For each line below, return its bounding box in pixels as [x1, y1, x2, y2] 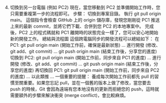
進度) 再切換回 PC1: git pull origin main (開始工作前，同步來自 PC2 [23, 67, 159, 73]
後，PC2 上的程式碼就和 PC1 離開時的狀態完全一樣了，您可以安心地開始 [10, 30, 158, 35]
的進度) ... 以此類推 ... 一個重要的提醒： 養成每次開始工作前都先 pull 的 [10, 73, 155, 79]
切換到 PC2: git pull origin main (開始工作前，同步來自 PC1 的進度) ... [10, 55, 151, 60]
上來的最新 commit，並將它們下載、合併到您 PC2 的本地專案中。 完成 [10, 23, 154, 29]
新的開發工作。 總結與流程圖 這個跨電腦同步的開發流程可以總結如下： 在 [10, 36, 159, 42]
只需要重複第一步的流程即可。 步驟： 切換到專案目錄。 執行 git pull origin [10, 11, 161, 17]
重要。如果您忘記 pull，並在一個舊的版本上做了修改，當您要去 [23, 80, 151, 85]
